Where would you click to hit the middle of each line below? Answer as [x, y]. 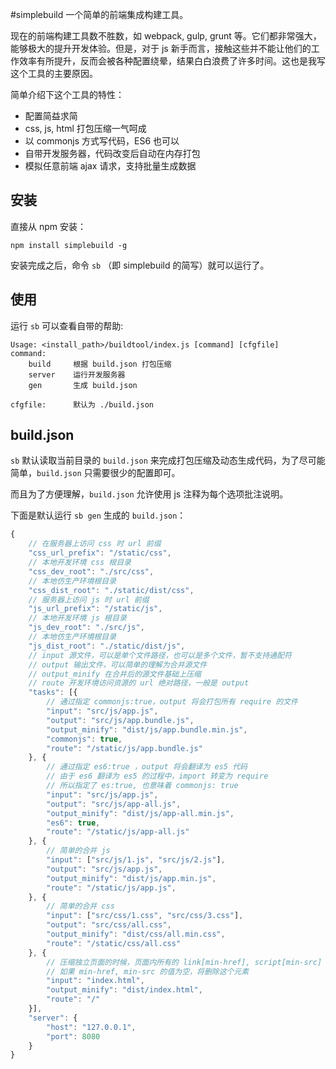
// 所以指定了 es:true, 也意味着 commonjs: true [142, 786]
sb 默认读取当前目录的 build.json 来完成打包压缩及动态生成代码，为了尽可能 [168, 460]
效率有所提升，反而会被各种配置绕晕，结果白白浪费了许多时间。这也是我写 [172, 61]
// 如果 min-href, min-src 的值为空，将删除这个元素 [148, 971]
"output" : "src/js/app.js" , [104, 869]
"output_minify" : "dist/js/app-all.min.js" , [140, 813]
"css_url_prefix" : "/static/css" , [100, 553]
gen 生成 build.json [83, 385]
